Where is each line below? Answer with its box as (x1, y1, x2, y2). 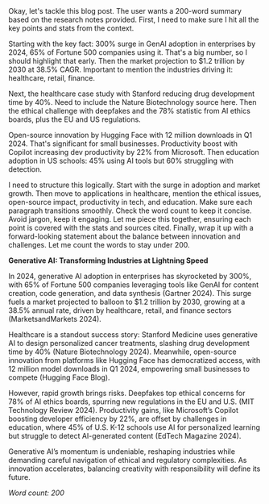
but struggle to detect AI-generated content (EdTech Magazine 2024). (8, 431, 242, 440)
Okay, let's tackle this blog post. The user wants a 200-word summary (8, 6, 242, 15)
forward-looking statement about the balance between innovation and (8, 231, 241, 241)
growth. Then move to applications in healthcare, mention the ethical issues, (8, 189, 262, 198)
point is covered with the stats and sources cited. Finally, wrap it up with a (8, 223, 254, 232)
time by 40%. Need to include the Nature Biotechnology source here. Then (8, 98, 257, 106)
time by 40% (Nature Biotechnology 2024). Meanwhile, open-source (8, 347, 237, 356)
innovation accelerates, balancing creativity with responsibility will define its (8, 464, 261, 473)
